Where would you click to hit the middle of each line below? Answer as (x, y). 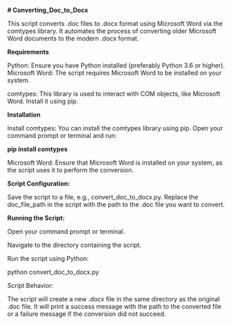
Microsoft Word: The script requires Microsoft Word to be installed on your (115, 73)
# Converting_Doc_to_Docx (48, 10)
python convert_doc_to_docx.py (53, 272)
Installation (24, 115)
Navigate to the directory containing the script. (74, 245)
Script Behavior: (30, 286)
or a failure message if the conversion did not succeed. (87, 314)
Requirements (28, 52)
